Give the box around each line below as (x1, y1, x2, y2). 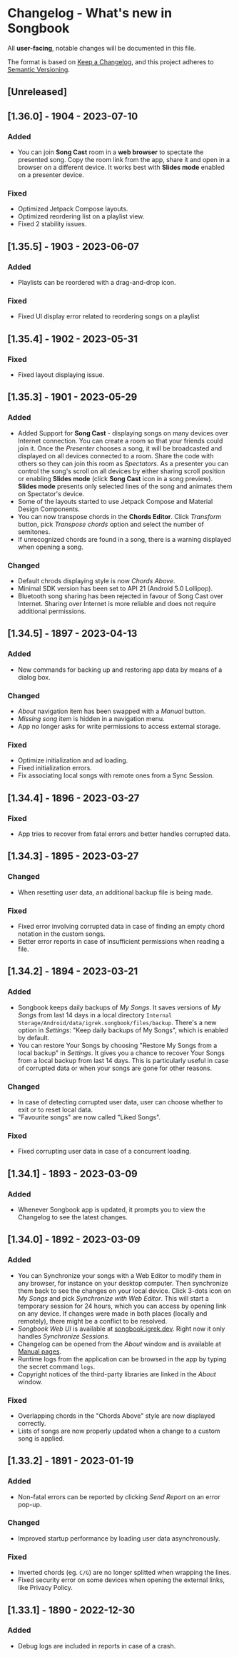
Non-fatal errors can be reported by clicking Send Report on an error (17, 1492, 220, 1501)
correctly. (17, 1419, 46, 1427)
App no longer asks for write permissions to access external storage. (17, 722, 221, 730)
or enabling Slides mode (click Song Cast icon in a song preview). (17, 474, 213, 483)
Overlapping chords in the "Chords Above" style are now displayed (17, 1411, 215, 1420)
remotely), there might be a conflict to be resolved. (17, 1316, 168, 1325)
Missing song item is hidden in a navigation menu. (17, 714, 166, 722)
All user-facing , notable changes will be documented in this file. (7, 44, 196, 52)
